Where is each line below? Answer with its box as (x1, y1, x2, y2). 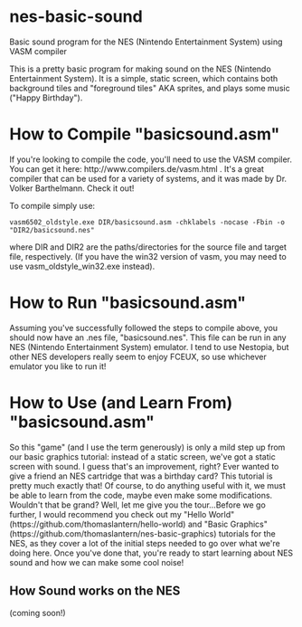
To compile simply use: (9, 200, 96, 211)
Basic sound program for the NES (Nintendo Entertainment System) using (9, 36, 283, 47)
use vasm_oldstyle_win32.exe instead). (9, 261, 156, 271)
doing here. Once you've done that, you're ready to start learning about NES (9, 547, 294, 558)
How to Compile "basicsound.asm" (9, 124, 280, 145)
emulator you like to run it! (9, 360, 107, 372)
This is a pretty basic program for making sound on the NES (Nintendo (9, 63, 271, 74)
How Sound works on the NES (9, 584, 181, 599)
